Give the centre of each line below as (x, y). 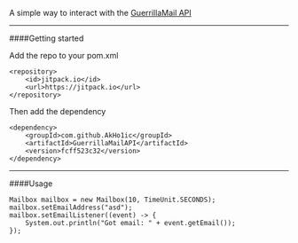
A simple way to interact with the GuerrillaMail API (101, 13)
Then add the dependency (58, 111)
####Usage (31, 184)
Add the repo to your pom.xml (64, 55)
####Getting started (47, 38)
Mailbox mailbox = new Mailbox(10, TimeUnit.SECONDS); (113, 200)
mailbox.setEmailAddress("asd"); (71, 208)
